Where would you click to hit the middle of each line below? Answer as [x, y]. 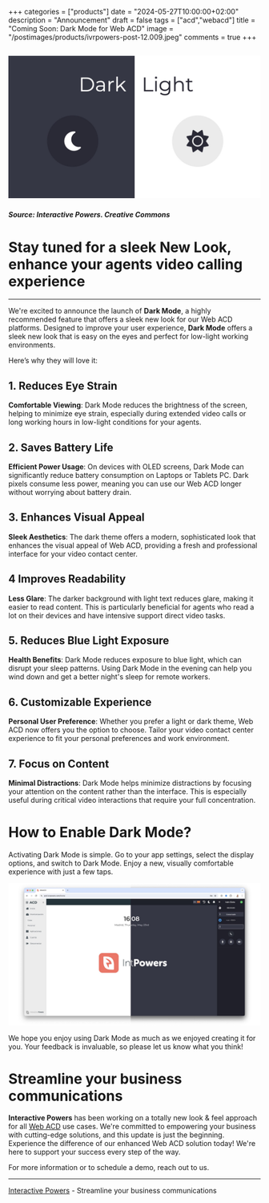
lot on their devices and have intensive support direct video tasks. [117, 615]
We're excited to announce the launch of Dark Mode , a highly [110, 311]
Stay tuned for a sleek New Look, [120, 247]
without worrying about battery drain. [70, 492]
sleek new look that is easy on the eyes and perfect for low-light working [128, 337]
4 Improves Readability [67, 579]
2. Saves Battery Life [61, 447]
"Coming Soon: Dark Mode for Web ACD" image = [91, 28]
